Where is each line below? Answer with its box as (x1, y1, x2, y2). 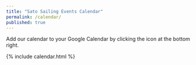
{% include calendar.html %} (6, 53, 75, 60)
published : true (6, 19, 46, 25)
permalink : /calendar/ (6, 14, 61, 20)
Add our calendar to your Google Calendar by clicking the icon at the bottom (6, 36, 190, 43)
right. (6, 42, 19, 49)
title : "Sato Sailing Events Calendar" (6, 8, 104, 15)
